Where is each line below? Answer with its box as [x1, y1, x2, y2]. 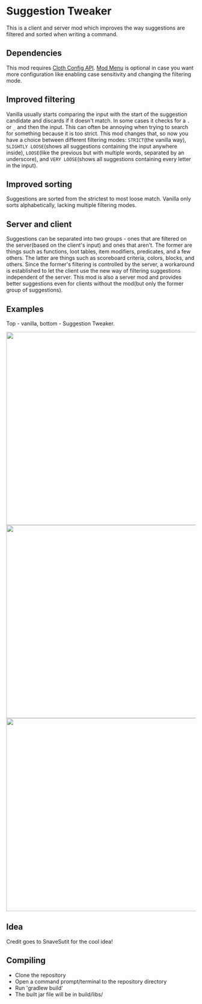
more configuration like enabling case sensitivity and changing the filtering [6, 71, 191, 78]
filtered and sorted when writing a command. [6, 30, 118, 37]
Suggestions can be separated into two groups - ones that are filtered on [6, 235, 188, 243]
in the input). [6, 162, 38, 169]
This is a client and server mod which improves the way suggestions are [6, 24, 185, 31]
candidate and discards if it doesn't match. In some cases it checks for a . [6, 116, 191, 124]
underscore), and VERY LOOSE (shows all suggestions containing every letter [6, 155, 191, 162]
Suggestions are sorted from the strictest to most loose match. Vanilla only [6, 195, 191, 203]
